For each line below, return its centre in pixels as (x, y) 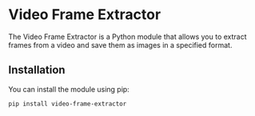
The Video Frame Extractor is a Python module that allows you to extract (127, 37)
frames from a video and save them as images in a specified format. (120, 44)
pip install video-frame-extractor (68, 104)
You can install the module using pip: (69, 89)
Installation (37, 70)
